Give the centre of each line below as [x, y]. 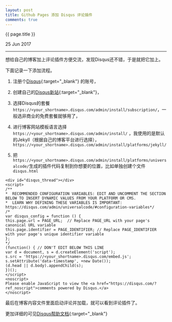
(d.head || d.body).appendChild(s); [44, 266]
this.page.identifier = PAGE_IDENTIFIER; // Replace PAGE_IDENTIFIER [81, 230]
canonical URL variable [31, 225]
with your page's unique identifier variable [55, 234]
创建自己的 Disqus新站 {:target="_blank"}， [57, 92]
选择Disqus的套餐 [31, 103]
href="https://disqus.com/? [127, 284]
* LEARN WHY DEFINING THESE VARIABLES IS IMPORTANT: [64, 203]
